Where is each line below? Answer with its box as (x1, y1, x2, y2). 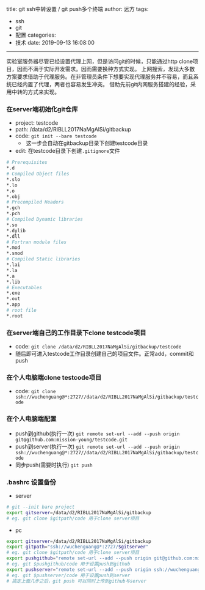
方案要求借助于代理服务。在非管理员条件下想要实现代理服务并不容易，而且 (6, 73, 193, 80)
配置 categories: (15, 31, 56, 39)
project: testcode (15, 119, 59, 127)
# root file (6, 308, 37, 314)
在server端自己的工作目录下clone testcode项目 (6, 328, 146, 337)
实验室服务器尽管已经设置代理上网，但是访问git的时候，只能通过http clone (6, 57, 193, 65)
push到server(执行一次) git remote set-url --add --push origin (15, 443, 180, 450)
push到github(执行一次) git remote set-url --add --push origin (15, 430, 180, 437)
